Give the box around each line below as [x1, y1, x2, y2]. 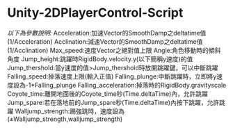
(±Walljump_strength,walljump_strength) [7, 115, 123, 123]
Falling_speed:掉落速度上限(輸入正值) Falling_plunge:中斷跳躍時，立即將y [7, 72, 217, 81]
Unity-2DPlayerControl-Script [7, 5, 184, 21]
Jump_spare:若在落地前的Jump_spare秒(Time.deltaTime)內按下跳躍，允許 [7, 98, 220, 106]
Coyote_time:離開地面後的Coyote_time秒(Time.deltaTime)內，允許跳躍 [7, 89, 209, 98]
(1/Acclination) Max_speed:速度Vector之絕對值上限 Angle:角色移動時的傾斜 [7, 46, 221, 54]
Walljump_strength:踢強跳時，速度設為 [15, 106, 125, 115]
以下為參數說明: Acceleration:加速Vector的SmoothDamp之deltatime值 [7, 29, 207, 37]
